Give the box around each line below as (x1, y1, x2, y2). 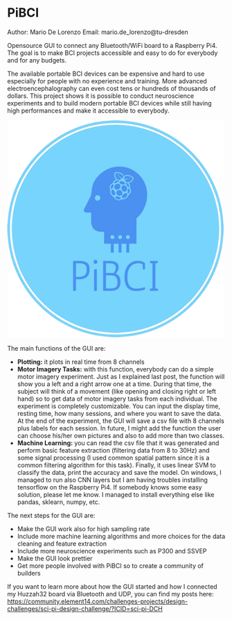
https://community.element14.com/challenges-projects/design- (7, 597, 188, 605)
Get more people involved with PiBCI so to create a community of (17, 561, 204, 570)
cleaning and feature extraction (17, 539, 107, 548)
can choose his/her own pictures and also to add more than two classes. (17, 431, 225, 439)
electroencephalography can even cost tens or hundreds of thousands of (7, 84, 216, 92)
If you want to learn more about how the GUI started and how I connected (7, 582, 217, 591)
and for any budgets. (7, 56, 67, 64)
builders (17, 569, 41, 577)
